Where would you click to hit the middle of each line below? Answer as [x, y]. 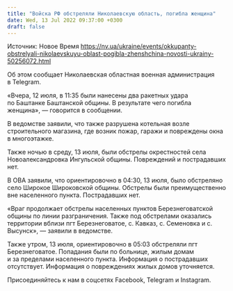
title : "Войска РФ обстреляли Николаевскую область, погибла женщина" [112, 14]
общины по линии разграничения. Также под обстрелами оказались [110, 216]
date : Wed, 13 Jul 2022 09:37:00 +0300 [65, 20]
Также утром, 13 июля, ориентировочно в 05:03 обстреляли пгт [103, 244]
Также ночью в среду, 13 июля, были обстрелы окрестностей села [107, 152]
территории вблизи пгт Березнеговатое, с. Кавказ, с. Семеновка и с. [110, 223]
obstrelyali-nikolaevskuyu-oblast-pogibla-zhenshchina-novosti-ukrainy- [111, 54]
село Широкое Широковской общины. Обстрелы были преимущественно [117, 188]
